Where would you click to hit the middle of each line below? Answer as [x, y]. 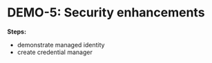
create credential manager [55, 52]
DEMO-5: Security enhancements [106, 13]
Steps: [17, 32]
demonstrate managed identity [61, 45]
